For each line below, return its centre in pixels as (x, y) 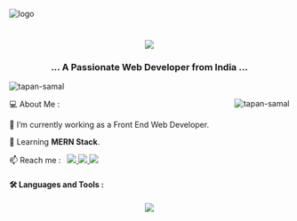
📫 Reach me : (35, 161)
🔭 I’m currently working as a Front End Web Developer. (109, 125)
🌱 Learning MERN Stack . (55, 142)
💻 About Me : (35, 104)
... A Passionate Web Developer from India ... (149, 67)
